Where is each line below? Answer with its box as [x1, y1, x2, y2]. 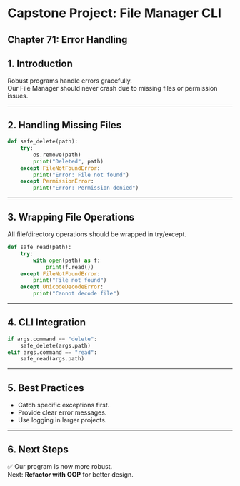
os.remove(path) [33, 151, 81, 158]
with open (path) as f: [33, 257, 101, 264]
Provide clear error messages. [17, 408, 107, 417]
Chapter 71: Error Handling [7, 34, 128, 46]
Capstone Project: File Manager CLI [7, 5, 221, 21]
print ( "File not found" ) [33, 277, 107, 284]
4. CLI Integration [7, 316, 86, 329]
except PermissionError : [20, 178, 94, 185]
